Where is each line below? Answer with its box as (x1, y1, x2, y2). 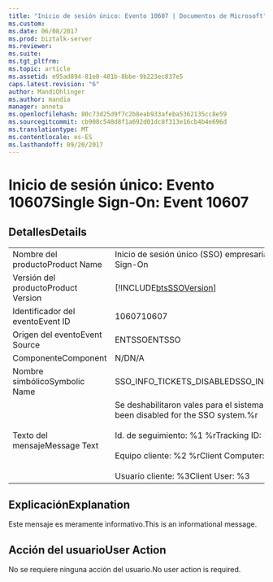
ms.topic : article (8, 65, 71, 73)
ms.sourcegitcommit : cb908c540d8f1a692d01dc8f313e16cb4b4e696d (8, 118, 227, 126)
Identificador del (12, 305, 76, 317)
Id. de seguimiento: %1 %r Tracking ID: (115, 429, 262, 440)
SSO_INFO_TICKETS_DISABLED (115, 375, 236, 387)
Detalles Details (8, 225, 88, 239)
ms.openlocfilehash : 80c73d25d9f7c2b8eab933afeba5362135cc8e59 (8, 111, 227, 119)
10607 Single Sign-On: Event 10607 (8, 193, 249, 212)
